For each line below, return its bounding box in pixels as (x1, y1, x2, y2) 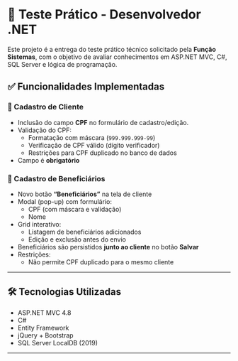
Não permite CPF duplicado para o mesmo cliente (28, 257, 174, 266)
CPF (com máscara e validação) (28, 205, 122, 213)
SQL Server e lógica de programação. (7, 60, 118, 68)
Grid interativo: (17, 220, 62, 228)
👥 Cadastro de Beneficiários (7, 173, 106, 183)
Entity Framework (17, 323, 69, 332)
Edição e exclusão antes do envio (28, 235, 126, 244)
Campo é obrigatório (17, 156, 80, 164)
